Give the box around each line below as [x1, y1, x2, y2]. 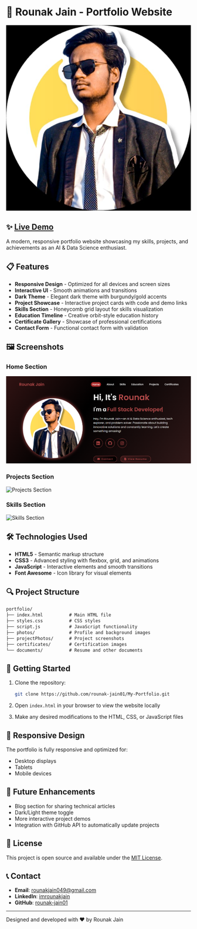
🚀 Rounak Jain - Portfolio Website [6, 5, 173, 19]
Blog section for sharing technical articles [14, 802, 116, 809]
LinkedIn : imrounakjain [14, 893, 70, 900]
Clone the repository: [14, 679, 66, 686]
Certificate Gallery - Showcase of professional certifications [14, 318, 162, 325]
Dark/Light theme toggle [14, 809, 74, 816]
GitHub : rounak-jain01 [14, 899, 69, 906]
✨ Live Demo [6, 222, 54, 232]
